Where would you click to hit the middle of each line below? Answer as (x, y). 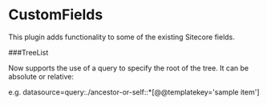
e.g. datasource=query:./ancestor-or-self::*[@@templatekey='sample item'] (134, 92)
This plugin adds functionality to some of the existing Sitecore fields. (121, 37)
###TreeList (28, 52)
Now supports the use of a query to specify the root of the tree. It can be (129, 68)
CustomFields (56, 15)
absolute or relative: (41, 76)
